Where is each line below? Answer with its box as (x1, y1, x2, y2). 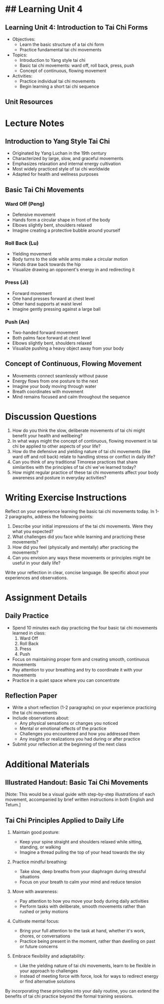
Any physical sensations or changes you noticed (19, 720, 118, 726)
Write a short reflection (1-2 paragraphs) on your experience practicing (12, 705, 157, 711)
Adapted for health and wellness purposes (12, 171, 98, 177)
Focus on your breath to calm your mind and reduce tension (19, 879, 141, 885)
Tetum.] (5, 802, 21, 808)
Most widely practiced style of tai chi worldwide (12, 166, 110, 172)
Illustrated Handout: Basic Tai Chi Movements (5, 778, 149, 787)
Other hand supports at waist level (12, 300, 82, 307)
